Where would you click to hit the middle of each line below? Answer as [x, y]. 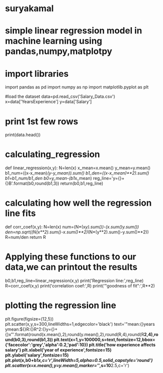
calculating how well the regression [78, 203]
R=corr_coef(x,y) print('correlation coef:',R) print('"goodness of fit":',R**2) [80, 286]
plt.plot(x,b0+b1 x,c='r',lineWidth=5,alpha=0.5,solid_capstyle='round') [79, 360]
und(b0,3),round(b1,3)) [29, 339]
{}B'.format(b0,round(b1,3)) [32, 183]
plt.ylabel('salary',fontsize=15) [37, 355]
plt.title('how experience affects [122, 345]
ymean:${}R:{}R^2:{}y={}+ [31, 329]
